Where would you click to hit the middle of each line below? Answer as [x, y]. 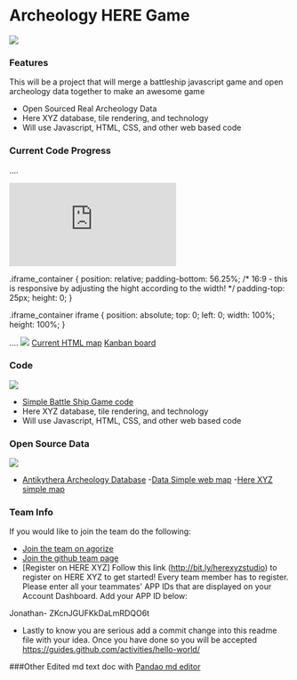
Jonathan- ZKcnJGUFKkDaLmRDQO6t [79, 613]
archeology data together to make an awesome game [107, 92]
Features [29, 62]
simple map [43, 490]
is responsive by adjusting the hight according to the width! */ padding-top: [147, 288]
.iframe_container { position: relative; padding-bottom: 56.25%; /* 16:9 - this [148, 279]
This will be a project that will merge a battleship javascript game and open [146, 82]
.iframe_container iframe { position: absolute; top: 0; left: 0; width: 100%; [142, 315]
